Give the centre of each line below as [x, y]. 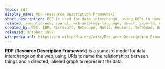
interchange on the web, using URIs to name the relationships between [77, 56]
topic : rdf [16, 10]
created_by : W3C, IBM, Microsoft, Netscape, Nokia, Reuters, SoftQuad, [80, 28]
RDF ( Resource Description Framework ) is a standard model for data [75, 51]
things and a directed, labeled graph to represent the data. [64, 61]
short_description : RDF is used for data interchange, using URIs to [78, 19]
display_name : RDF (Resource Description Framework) [60, 14]
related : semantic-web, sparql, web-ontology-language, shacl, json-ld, [81, 23]
